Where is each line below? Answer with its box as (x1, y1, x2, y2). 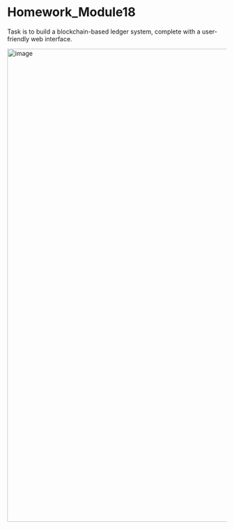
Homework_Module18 (7, 4, 136, 20)
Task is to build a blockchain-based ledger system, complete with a (7, 27, 201, 36)
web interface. (31, 34, 72, 43)
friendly (7, 34, 30, 43)
